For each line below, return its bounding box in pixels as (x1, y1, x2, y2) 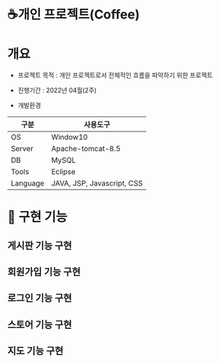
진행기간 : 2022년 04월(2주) (17, 86, 97, 94)
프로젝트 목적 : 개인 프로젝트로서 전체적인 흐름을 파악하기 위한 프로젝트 (17, 71, 213, 80)
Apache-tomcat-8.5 (50, 143, 121, 153)
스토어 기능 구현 (7, 318, 72, 330)
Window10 (50, 132, 88, 142)
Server (11, 143, 33, 153)
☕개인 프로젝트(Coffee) (7, 6, 140, 23)
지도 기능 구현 (7, 345, 64, 357)
